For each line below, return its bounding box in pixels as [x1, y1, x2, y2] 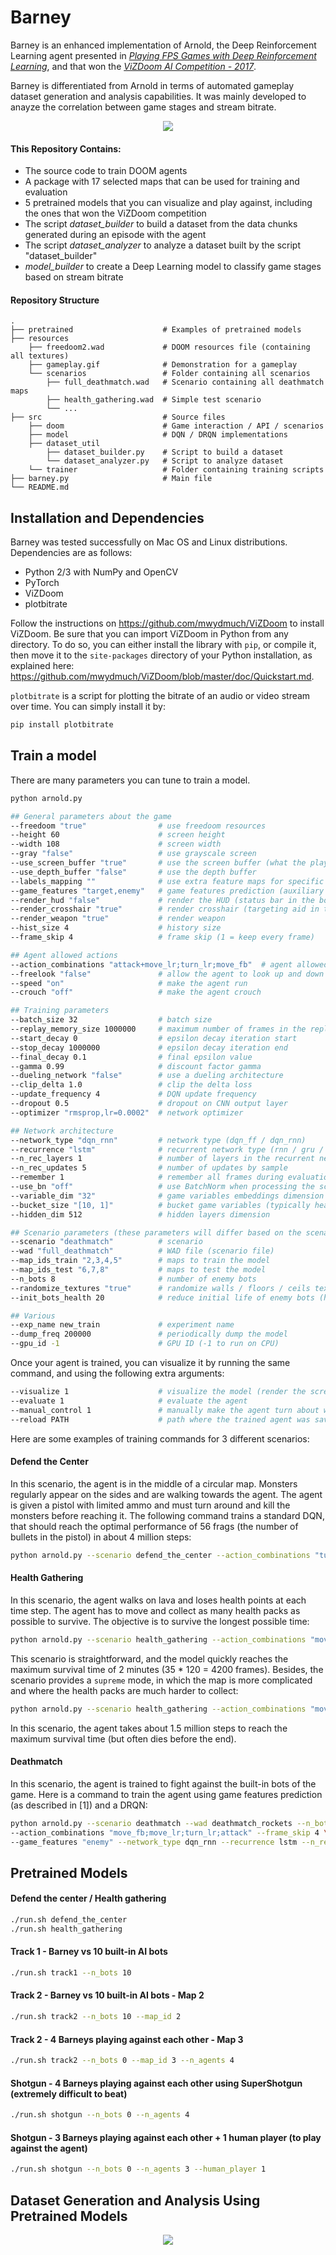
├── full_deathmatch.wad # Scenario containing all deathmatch [46, 377, 325, 388]
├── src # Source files [10, 412, 226, 423]
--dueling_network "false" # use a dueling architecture [10, 1071, 284, 1081]
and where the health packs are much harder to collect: [10, 1684, 239, 1696]
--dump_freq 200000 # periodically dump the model [10, 1329, 288, 1340]
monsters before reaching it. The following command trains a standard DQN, [10, 1509, 325, 1521]
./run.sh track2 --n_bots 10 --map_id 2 [10, 2012, 182, 2022]
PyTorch [24, 577, 60, 589]
